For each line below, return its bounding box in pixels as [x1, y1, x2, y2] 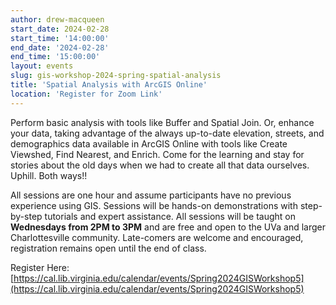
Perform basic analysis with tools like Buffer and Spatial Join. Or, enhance [10, 116, 315, 128]
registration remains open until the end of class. [10, 242, 207, 254]
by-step [10, 210, 43, 222]
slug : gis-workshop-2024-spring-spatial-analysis [10, 71, 222, 81]
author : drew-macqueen [10, 14, 105, 25]
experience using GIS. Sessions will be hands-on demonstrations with [10, 199, 298, 211]
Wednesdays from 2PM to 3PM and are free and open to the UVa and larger [10, 221, 326, 233]
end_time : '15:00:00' [10, 52, 101, 62]
